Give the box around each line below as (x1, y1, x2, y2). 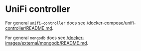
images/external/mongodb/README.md (5, 40, 87, 46)
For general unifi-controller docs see (5, 20, 86, 26)
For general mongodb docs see (5, 35, 66, 41)
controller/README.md (5, 25, 52, 31)
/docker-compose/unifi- (86, 20, 136, 26)
